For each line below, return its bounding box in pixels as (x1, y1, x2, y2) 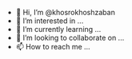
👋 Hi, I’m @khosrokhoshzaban (15, 8, 116, 17)
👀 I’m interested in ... (15, 16, 84, 26)
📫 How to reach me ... (15, 42, 90, 51)
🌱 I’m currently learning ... (15, 25, 102, 33)
